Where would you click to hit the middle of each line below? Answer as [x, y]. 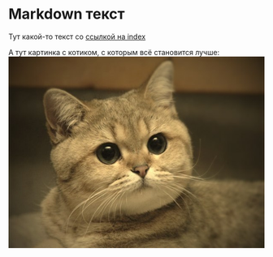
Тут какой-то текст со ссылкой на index [77, 36]
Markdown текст [67, 14]
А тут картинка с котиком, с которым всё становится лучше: [114, 52]
